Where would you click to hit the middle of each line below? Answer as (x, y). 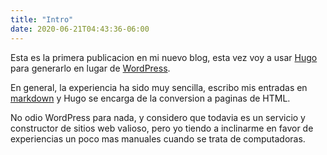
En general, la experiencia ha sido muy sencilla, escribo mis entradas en (159, 87)
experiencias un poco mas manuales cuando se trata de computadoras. (158, 138)
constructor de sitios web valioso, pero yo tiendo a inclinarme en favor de (162, 128)
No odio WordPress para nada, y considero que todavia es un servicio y (158, 117)
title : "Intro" (42, 19)
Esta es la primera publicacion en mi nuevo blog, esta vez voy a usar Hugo (164, 57)
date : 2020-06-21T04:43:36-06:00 (80, 29)
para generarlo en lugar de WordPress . (90, 68)
